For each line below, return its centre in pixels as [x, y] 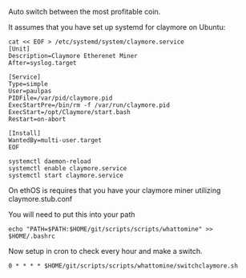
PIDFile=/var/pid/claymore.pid [60, 98]
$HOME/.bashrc [32, 236]
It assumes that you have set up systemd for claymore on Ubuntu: [117, 27]
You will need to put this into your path [72, 215]
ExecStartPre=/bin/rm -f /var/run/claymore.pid [89, 105]
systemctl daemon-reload [50, 161]
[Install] [25, 133]
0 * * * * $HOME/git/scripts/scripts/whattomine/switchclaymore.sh [123, 266]
